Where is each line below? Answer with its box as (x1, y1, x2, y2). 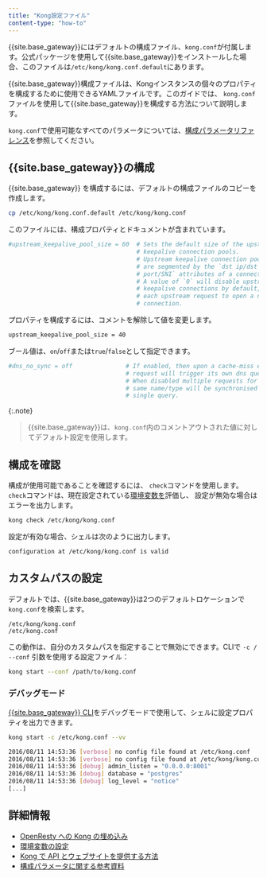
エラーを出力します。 (8, 500, 78, 510)
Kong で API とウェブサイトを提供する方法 (19, 851, 159, 861)
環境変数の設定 (19, 841, 69, 851)
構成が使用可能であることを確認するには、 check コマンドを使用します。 (8, 480, 244, 490)
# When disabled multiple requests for (126, 377, 258, 385)
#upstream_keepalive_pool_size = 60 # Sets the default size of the (8, 240, 244, 249)
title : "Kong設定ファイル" (8, 11, 91, 20)
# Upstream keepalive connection (136, 255, 247, 263)
